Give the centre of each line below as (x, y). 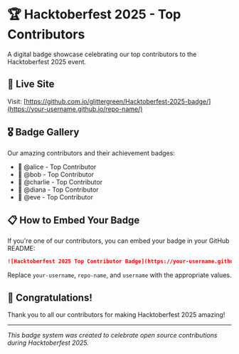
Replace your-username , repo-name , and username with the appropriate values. (119, 275)
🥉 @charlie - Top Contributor (60, 182)
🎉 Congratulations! (50, 297)
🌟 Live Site (31, 84)
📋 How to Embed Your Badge (74, 220)
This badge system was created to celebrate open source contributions (112, 335)
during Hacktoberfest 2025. (48, 343)
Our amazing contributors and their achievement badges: (91, 153)
